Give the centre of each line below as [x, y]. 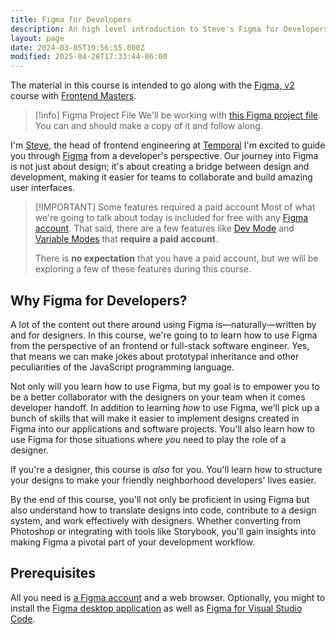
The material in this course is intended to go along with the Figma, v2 [152, 85]
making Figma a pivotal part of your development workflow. [133, 542]
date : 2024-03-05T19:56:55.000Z [77, 47]
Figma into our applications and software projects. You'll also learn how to [162, 428]
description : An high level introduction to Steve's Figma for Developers [169, 29]
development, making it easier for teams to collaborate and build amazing [161, 177]
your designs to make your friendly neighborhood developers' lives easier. [163, 480]
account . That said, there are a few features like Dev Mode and [164, 228]
